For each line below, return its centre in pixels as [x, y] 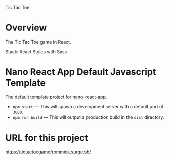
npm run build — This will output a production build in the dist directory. [88, 117]
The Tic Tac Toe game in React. [38, 42]
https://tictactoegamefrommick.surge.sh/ [48, 152]
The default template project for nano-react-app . [56, 97]
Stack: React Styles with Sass [36, 51]
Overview [26, 28]
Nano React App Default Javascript [81, 72]
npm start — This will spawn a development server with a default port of [88, 106]
